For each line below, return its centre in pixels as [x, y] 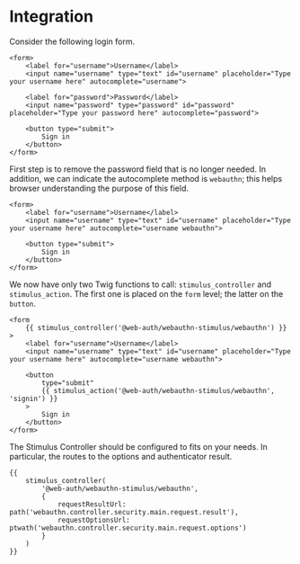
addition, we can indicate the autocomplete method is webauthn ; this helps [146, 178]
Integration [52, 17]
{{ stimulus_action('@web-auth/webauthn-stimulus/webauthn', [159, 390]
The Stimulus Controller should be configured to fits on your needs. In [138, 446]
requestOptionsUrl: [93, 520]
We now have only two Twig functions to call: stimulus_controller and [141, 284]
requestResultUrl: [92, 504]
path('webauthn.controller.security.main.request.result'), [124, 512]
